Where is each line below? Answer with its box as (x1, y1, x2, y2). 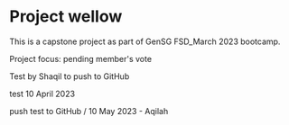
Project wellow (9, 6, 123, 27)
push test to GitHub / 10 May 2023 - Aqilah (9, 105, 169, 116)
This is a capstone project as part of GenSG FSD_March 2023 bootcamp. (9, 36, 281, 47)
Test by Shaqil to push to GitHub (9, 70, 130, 82)
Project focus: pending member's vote (9, 53, 152, 64)
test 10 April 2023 (9, 88, 75, 99)
